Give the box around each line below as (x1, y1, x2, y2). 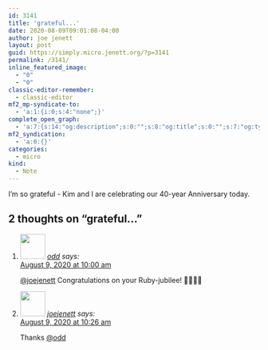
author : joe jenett (8, 33, 73, 42)
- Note (15, 167, 37, 175)
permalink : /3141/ (8, 57, 69, 65)
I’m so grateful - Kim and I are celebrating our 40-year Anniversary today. (8, 189, 250, 199)
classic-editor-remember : (8, 85, 94, 94)
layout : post (8, 41, 52, 49)
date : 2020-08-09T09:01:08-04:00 (8, 26, 120, 34)
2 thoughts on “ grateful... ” (8, 212, 143, 226)
